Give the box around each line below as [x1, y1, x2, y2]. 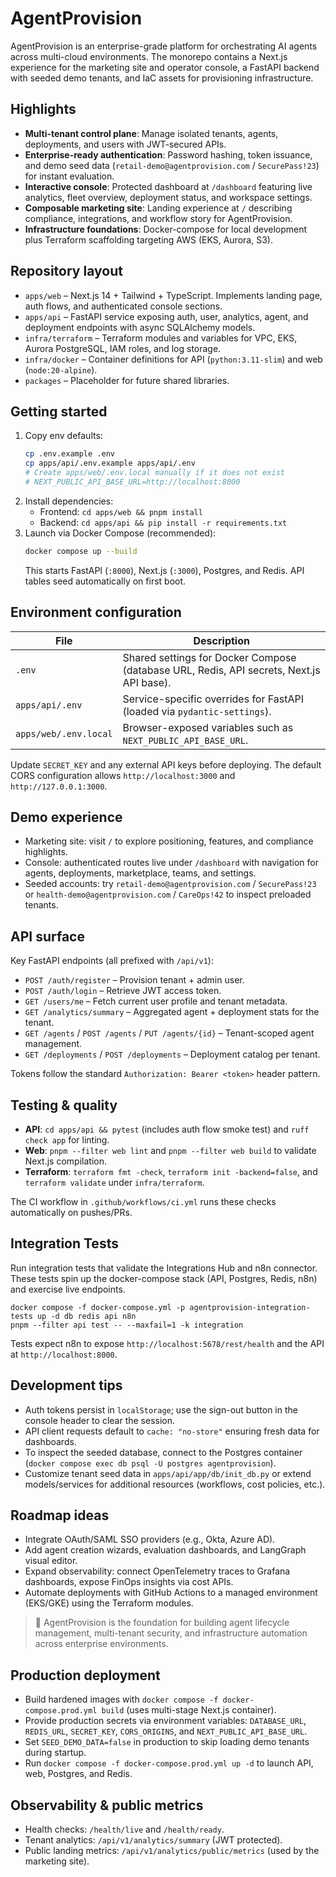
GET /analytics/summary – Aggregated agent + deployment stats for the [24, 1006, 320, 1018]
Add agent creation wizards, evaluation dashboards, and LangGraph [24, 1544, 307, 1556]
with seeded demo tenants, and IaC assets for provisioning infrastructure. [10, 72, 314, 84]
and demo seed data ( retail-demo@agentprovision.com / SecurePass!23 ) [24, 159, 320, 171]
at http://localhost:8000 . [10, 1348, 118, 1360]
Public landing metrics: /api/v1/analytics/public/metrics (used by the [24, 1845, 320, 1857]
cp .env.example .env [24, 449, 115, 459]
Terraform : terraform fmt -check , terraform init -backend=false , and [24, 1166, 318, 1177]
